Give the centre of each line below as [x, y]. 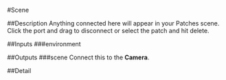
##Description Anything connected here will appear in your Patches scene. [113, 23]
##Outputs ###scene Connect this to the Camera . [78, 57]
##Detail [19, 71]
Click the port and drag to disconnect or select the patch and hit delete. [108, 31]
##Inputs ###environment [44, 44]
